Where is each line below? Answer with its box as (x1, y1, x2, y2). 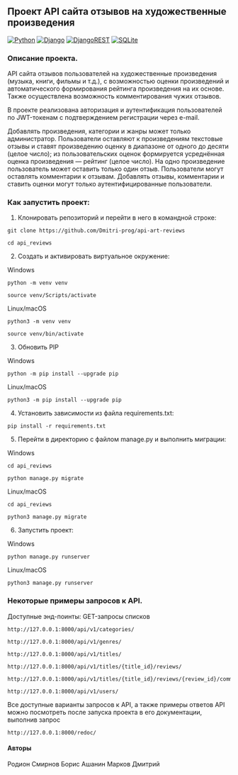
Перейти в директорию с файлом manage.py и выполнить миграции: (17, 435, 227, 444)
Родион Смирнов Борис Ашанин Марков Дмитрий (7, 759, 160, 768)
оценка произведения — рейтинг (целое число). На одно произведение (7, 157, 225, 166)
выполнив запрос (7, 715, 61, 724)
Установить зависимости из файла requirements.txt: (17, 409, 174, 418)
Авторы (7, 744, 32, 752)
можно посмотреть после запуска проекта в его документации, (7, 708, 203, 716)
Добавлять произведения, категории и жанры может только (7, 127, 191, 135)
